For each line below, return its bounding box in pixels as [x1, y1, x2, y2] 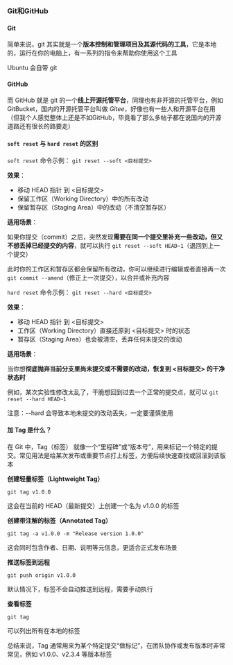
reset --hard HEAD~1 [7, 396, 67, 403]
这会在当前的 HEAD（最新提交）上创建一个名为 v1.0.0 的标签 [7, 501, 180, 510]
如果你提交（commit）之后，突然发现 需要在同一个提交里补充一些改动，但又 [7, 233, 223, 241]
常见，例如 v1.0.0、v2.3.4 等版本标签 [7, 650, 112, 658]
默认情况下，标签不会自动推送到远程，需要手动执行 [7, 584, 153, 593]
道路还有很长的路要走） [7, 122, 74, 131]
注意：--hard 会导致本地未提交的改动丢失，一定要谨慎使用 [7, 408, 173, 417]
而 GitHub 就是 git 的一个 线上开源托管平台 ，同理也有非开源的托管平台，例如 [7, 96, 223, 105]
